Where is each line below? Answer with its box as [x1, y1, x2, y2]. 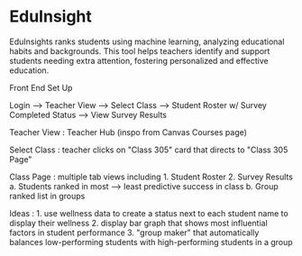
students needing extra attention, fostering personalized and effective [9, 55, 269, 66]
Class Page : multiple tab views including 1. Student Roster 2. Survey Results [9, 171, 293, 182]
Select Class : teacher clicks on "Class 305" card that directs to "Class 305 [9, 144, 288, 155]
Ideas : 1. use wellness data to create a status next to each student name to [9, 207, 288, 218]
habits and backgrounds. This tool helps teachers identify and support [9, 45, 270, 56]
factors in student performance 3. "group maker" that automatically [9, 227, 260, 238]
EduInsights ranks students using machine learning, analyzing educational [9, 36, 285, 47]
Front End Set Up [9, 82, 73, 93]
